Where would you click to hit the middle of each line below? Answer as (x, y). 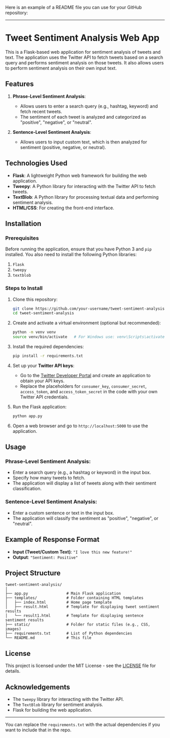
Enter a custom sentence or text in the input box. (63, 513)
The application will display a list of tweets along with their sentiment (84, 483)
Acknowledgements (38, 687)
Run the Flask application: (39, 407)
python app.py (27, 416)
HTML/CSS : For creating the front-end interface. (63, 208)
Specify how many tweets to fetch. (49, 478)
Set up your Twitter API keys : (44, 365)
